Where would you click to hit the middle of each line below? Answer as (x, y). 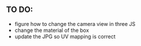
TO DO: (20, 10)
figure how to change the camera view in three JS (75, 24)
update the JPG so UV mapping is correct (65, 36)
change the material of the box (52, 30)
